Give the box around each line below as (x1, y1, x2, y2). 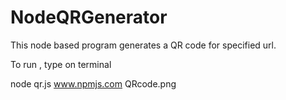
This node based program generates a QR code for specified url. (10, 39, 277, 51)
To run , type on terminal (10, 58, 112, 70)
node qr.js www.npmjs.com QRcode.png (10, 77, 177, 90)
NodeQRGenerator (10, 6, 168, 29)
